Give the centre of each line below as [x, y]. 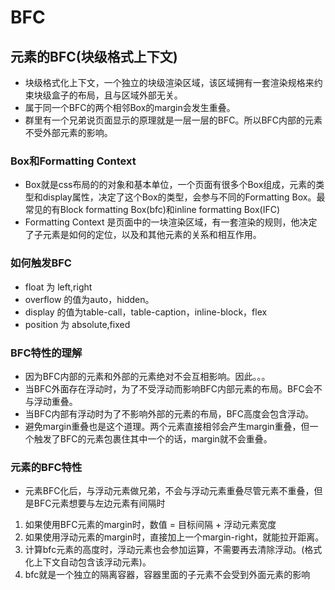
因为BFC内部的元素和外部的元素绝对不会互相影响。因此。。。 [147, 376]
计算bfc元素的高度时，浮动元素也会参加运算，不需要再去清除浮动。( [164, 550]
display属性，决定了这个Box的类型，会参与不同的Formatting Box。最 [184, 197]
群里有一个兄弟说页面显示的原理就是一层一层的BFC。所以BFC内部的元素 [173, 120]
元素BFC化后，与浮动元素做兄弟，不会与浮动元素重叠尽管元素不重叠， [169, 491]
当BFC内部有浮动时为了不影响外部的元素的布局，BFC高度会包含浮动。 [169, 413]
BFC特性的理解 [46, 353]
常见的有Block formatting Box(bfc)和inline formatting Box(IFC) [152, 210]
